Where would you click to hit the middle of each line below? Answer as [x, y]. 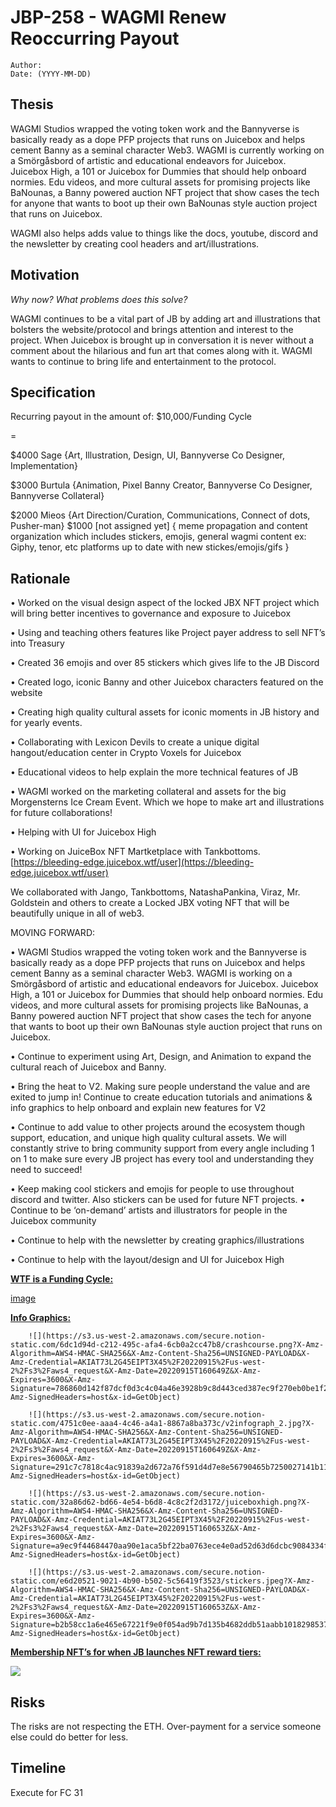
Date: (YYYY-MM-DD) [51, 74]
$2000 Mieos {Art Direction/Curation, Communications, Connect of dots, [160, 515]
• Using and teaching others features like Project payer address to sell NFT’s [168, 633]
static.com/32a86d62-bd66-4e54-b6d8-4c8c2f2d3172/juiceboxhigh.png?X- [160, 1502]
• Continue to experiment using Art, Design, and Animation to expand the [161, 1057]
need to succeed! [46, 1170]
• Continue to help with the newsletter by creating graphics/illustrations [157, 1240]
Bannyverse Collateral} [57, 496]
